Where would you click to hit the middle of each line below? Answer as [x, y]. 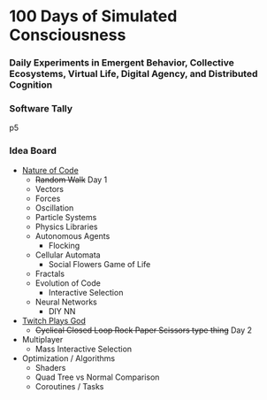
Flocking [64, 245]
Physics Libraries [66, 227]
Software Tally [41, 109]
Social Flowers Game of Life [99, 264]
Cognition [31, 85]
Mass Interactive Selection [84, 349]
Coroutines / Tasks [69, 386]
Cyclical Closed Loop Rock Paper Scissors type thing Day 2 [144, 330]
